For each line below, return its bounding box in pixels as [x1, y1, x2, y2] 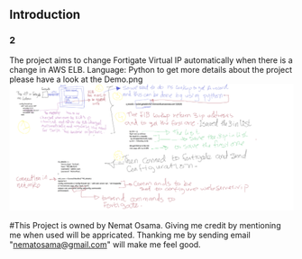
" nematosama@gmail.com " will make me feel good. [9, 238, 201, 250]
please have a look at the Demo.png [9, 74, 143, 85]
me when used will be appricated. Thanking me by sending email [9, 229, 251, 240]
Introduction [9, 7, 81, 22]
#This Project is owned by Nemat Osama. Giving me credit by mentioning [9, 219, 281, 230]
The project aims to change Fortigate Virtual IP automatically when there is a [9, 54, 293, 66]
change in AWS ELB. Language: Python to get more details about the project [9, 64, 293, 75]
